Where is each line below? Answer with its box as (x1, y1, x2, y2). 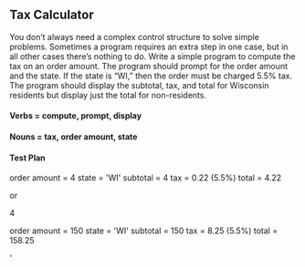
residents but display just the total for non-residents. (9, 89, 207, 100)
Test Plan (9, 152, 46, 163)
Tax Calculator (9, 7, 94, 23)
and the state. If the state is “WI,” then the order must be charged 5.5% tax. (9, 70, 293, 81)
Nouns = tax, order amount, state (9, 131, 138, 142)
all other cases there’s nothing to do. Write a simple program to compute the (9, 50, 296, 62)
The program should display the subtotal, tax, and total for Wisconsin (9, 79, 269, 90)
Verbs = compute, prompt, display (9, 110, 142, 121)
